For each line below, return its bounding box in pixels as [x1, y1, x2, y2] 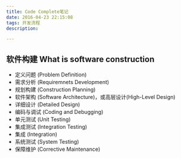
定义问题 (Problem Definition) [14, 71, 87, 78]
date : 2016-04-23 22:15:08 [6, 14, 73, 20]
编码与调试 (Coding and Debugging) [14, 109, 104, 116]
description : [6, 25, 39, 32]
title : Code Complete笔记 [6, 8, 68, 15]
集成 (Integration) [14, 131, 58, 138]
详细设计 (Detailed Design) [14, 101, 80, 108]
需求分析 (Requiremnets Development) [14, 79, 110, 86]
